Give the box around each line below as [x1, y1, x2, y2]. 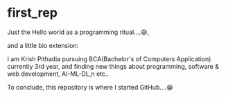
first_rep [7, 5, 58, 21]
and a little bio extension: [7, 41, 79, 49]
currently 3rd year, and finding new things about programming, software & [7, 62, 220, 70]
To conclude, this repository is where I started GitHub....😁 [7, 83, 173, 91]
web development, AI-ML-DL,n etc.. [7, 70, 110, 78]
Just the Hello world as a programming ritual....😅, [7, 28, 149, 36]
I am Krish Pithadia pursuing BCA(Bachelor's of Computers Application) [7, 54, 211, 63]
